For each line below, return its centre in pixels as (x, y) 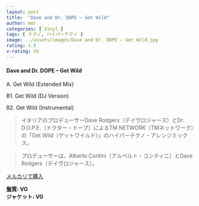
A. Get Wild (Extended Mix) (40, 84)
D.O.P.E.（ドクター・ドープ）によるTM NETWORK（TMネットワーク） (109, 127)
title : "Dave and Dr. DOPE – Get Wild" (58, 18)
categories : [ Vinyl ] (35, 29)
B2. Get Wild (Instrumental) (40, 107)
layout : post (23, 12)
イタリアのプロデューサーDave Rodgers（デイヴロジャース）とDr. (103, 120)
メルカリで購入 (25, 176)
